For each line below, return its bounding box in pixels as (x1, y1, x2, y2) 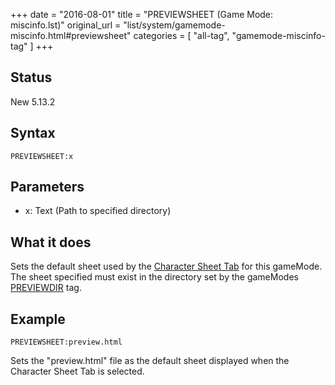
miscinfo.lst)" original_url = (10, 19, 122, 31)
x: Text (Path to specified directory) (24, 205, 172, 217)
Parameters (10, 179, 85, 196)
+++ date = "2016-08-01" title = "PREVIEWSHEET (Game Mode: (10, 9, 274, 20)
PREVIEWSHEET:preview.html (10, 337, 123, 348)
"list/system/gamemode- (123, 19, 226, 31)
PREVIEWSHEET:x (10, 151, 74, 161)
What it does (10, 234, 92, 251)
